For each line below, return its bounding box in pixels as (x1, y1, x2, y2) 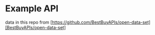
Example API (5, 3, 59, 14)
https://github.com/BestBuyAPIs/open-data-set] (52, 19, 151, 25)
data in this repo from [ (5, 19, 52, 25)
